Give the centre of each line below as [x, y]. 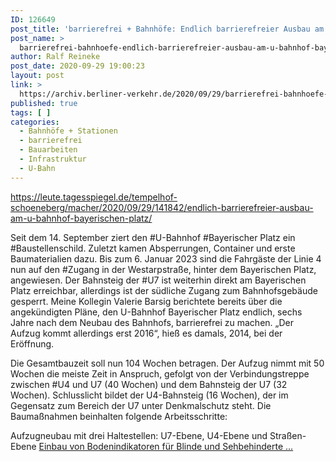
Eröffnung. [32, 343]
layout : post [37, 76]
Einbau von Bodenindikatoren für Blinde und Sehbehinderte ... [166, 446]
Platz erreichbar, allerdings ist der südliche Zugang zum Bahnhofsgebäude [164, 290]
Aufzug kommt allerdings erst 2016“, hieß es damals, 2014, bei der [146, 333]
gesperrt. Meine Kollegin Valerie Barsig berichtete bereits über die [146, 301]
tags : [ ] [31, 112]
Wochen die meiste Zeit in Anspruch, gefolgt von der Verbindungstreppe [160, 373]
